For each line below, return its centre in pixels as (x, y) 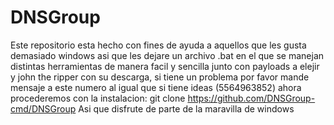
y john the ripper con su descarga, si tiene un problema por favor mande (160, 77)
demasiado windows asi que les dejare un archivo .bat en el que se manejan (167, 55)
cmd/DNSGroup (43, 108)
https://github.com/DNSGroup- (251, 98)
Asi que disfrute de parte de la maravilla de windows (186, 108)
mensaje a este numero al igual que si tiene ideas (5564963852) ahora (156, 87)
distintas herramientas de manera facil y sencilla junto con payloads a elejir (165, 66)
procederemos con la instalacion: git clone (98, 98)
